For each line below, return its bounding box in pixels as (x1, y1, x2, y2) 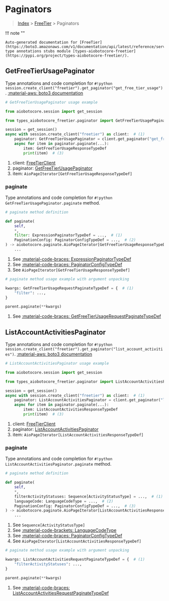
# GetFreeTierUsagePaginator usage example (5, 99, 98, 105)
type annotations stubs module (5, 48, 71, 54)
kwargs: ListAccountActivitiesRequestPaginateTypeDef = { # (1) (5, 557, 145, 562)
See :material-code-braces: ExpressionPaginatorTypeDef (12, 256, 132, 262)
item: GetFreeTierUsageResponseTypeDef (23, 145, 107, 151)
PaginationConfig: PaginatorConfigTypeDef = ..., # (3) (14, 504, 136, 509)
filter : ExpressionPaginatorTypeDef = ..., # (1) (14, 233, 123, 238)
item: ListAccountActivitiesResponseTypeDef (23, 407, 118, 412)
